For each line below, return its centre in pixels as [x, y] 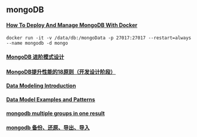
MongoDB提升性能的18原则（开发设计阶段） [61, 72]
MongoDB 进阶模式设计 [35, 57]
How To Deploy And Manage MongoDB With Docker [72, 25]
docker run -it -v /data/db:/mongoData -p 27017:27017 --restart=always [99, 38]
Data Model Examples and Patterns [51, 99]
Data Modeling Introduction [41, 86]
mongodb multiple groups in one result [55, 113]
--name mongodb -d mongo [37, 43]
